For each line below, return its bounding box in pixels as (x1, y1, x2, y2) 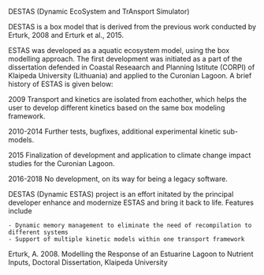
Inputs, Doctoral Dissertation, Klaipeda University (8, 258, 168, 267)
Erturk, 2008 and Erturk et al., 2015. (8, 31, 125, 40)
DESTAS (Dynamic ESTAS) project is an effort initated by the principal (8, 190, 234, 198)
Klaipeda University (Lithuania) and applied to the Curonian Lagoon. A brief (8, 71, 252, 80)
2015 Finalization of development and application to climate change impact (8, 150, 251, 160)
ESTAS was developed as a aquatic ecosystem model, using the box (8, 46, 230, 55)
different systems (8, 228, 69, 236)
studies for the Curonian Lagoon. (8, 159, 116, 168)
